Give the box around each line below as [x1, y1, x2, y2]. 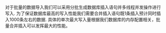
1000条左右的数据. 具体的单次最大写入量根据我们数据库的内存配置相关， [9, 17, 157, 22]
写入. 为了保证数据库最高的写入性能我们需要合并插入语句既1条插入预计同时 [5, 10, 157, 16]
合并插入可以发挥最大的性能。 [9, 23, 70, 29]
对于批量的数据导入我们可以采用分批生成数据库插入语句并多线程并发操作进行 [5, 4, 161, 10]
